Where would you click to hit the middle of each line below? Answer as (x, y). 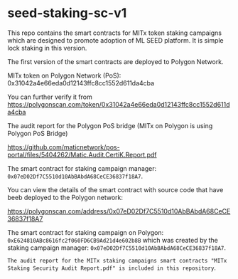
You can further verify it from (50, 97)
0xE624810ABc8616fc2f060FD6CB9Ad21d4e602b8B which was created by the (113, 240)
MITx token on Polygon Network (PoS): (64, 75)
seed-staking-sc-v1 (67, 13)
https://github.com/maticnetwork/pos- (64, 147)
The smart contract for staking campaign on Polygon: (86, 232)
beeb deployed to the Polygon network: (65, 197)
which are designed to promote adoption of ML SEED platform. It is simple (115, 40)
